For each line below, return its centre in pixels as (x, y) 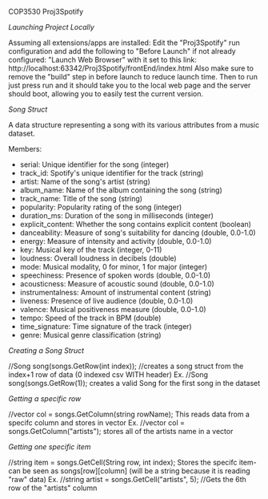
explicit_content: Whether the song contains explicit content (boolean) (136, 224)
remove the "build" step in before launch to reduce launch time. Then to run (133, 77)
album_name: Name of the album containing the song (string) (121, 190)
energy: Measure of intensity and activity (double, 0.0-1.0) (116, 241)
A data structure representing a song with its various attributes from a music (134, 125)
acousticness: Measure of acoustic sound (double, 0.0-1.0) (117, 284)
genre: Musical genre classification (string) (90, 335)
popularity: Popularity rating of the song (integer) (101, 207)
